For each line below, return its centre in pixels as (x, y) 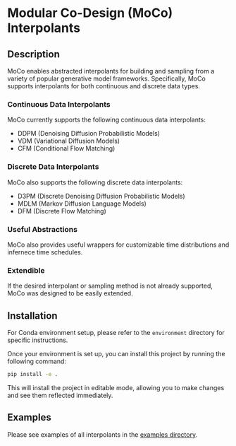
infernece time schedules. (45, 252)
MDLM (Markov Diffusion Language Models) (82, 204)
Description (33, 54)
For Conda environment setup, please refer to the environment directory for (116, 333)
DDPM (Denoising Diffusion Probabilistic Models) (89, 134)
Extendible (26, 270)
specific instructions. (38, 340)
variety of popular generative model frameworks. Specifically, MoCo (106, 78)
